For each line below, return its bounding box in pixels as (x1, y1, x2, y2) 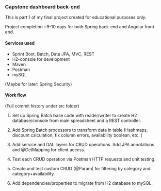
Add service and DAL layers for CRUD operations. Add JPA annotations (12, 141, 155, 147)
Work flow (5, 92, 27, 98)
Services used (5, 40, 35, 46)
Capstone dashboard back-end (5, 3, 80, 10)
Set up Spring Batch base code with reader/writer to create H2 (12, 112, 137, 118)
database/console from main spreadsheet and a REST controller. (12, 118, 142, 123)
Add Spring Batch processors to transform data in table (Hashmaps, (12, 127, 148, 133)
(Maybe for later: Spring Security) (5, 81, 72, 87)
